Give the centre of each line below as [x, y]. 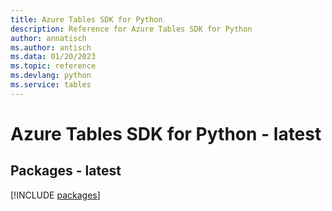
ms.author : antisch [51, 47]
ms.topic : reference [53, 66]
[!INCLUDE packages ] [55, 195]
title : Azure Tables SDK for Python [86, 19]
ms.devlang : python [51, 76]
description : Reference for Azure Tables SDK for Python [131, 29]
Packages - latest [66, 171]
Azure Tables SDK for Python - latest [166, 133]
